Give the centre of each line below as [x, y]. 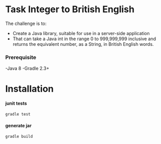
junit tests [16, 103]
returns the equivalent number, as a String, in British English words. [83, 44]
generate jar [19, 126]
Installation [30, 89]
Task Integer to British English [70, 9]
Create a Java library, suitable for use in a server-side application [81, 33]
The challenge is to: [26, 23]
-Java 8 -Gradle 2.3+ [27, 68]
